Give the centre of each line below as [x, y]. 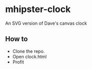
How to [17, 39]
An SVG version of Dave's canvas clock [46, 23]
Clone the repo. [29, 51]
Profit [18, 62]
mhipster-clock [38, 9]
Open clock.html [29, 56]
